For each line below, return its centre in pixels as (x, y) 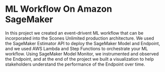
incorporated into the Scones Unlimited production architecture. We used (80, 38)
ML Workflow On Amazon (59, 9)
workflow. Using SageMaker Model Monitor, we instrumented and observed (82, 54)
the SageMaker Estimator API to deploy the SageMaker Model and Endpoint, (83, 43)
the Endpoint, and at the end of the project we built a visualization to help (80, 59)
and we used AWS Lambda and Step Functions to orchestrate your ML (77, 48)
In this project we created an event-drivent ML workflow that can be (74, 33)
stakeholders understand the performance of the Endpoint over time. (75, 64)
